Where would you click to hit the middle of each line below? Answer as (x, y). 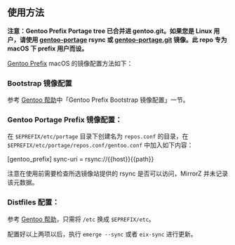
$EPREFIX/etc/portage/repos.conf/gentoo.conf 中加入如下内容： (100, 145)
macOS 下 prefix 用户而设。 (48, 48)
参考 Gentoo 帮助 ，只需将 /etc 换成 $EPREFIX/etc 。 (81, 219)
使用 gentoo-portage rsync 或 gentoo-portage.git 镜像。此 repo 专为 (126, 39)
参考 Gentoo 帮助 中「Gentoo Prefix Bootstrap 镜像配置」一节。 (98, 100)
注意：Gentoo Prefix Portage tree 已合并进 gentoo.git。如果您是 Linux (110, 31)
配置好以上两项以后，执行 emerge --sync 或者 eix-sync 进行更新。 (102, 234)
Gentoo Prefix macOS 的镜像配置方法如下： (70, 63)
